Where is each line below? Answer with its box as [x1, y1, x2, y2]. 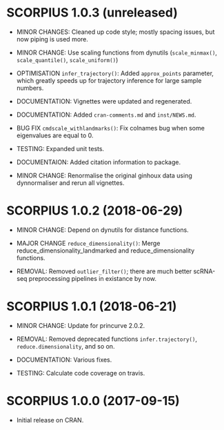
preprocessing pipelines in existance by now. [28, 274, 156, 282]
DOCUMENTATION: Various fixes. [16, 355, 112, 364]
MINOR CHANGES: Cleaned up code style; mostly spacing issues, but [16, 28, 215, 36]
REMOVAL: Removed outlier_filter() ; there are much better [16, 267, 192, 275]
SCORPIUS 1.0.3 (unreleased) [6, 5, 179, 21]
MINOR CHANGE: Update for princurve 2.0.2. [16, 321, 145, 329]
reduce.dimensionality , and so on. [16, 342, 115, 350]
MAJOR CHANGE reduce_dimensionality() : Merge [16, 239, 161, 247]
